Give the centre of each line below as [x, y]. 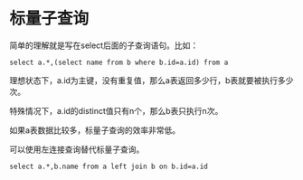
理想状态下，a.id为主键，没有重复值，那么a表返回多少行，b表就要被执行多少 [151, 80]
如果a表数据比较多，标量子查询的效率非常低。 [95, 130]
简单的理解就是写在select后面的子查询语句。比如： [104, 45]
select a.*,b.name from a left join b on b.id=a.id [109, 166]
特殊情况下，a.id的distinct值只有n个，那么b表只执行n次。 [116, 110]
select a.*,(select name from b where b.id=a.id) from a [119, 62]
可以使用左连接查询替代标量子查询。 [77, 149]
